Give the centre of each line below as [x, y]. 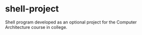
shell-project [32, 9]
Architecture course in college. [36, 27]
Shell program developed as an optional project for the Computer [71, 22]
